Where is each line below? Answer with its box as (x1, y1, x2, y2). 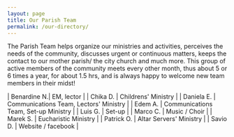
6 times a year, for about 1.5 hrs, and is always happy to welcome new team (7, 72, 225, 80)
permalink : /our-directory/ (7, 23, 89, 30)
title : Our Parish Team (7, 17, 77, 24)
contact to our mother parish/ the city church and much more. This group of (7, 57, 226, 65)
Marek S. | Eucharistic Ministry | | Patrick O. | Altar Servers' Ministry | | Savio (7, 115, 228, 123)
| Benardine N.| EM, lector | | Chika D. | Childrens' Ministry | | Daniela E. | (7, 92, 216, 101)
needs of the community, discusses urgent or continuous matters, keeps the (7, 49, 227, 58)
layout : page (7, 10, 45, 17)
